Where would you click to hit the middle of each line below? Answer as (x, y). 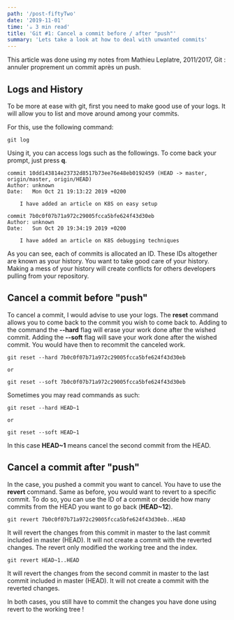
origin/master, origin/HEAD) (50, 179)
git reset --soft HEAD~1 (43, 432)
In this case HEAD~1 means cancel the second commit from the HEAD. (109, 445)
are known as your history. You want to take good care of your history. (108, 261)
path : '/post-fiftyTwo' (42, 14)
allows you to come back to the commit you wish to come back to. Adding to (117, 322)
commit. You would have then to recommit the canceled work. (96, 345)
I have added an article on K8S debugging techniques (100, 240)
